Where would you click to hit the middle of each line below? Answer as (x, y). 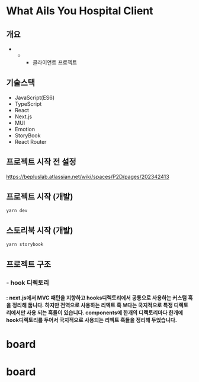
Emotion (25, 129)
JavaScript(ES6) (35, 97)
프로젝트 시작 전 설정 (41, 162)
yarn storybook (25, 245)
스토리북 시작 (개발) (40, 230)
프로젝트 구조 (29, 264)
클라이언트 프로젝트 (55, 62)
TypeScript (28, 104)
